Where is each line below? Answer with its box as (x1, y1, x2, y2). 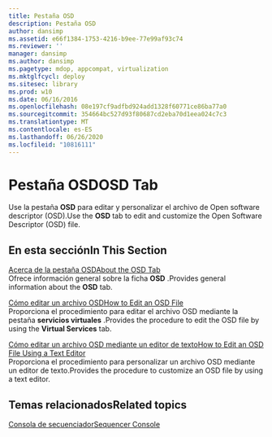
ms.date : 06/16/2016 (8, 95, 79, 103)
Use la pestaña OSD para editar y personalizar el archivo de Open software (8, 203, 260, 212)
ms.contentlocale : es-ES (8, 125, 93, 133)
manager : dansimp (8, 50, 67, 58)
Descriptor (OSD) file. (8, 220, 81, 229)
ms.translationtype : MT (8, 118, 89, 126)
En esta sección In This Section (8, 243, 168, 257)
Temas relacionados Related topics (8, 398, 188, 412)
